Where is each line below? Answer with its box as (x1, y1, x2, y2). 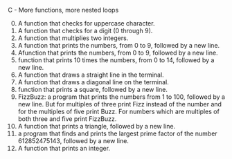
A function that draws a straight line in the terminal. (17, 71, 165, 79)
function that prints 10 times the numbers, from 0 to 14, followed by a (17, 56, 215, 64)
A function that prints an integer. (17, 144, 110, 152)
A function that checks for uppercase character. (17, 19, 155, 27)
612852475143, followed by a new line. (17, 137, 129, 144)
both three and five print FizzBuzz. (17, 115, 117, 123)
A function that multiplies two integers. (17, 34, 129, 42)
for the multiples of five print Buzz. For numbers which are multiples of (17, 107, 220, 115)
